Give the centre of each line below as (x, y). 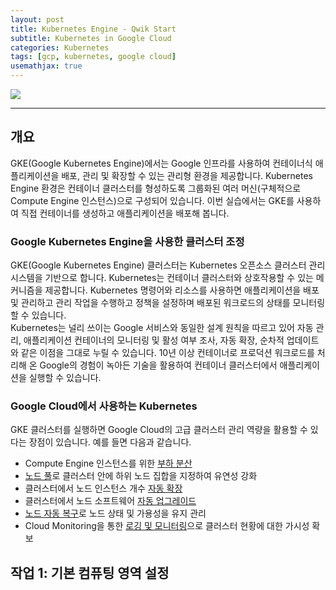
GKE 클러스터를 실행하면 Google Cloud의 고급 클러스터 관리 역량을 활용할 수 (159, 430)
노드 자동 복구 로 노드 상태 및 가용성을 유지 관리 (115, 513)
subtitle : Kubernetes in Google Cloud (91, 38)
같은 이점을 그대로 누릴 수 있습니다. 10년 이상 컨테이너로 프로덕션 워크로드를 (167, 353)
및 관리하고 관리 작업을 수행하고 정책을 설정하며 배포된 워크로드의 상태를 (150, 303)
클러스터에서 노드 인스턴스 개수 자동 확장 (103, 488)
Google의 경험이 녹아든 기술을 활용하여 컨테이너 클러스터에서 (158, 365)
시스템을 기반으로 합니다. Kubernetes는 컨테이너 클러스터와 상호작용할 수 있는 (162, 278)
